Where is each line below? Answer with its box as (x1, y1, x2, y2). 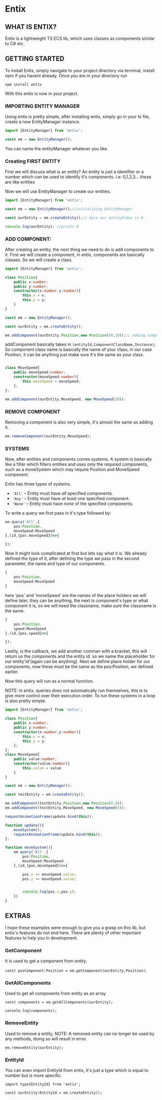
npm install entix (5, 82, 42, 87)
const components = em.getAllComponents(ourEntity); (5, 1000, 113, 1005)
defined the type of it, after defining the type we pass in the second (5, 556, 139, 562)
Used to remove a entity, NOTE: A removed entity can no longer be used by (5, 1031, 155, 1037)
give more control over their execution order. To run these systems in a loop (5, 693, 156, 699)
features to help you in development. (5, 935, 78, 941)
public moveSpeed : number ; (13, 370, 66, 375)
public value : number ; (13, 757, 57, 762)
